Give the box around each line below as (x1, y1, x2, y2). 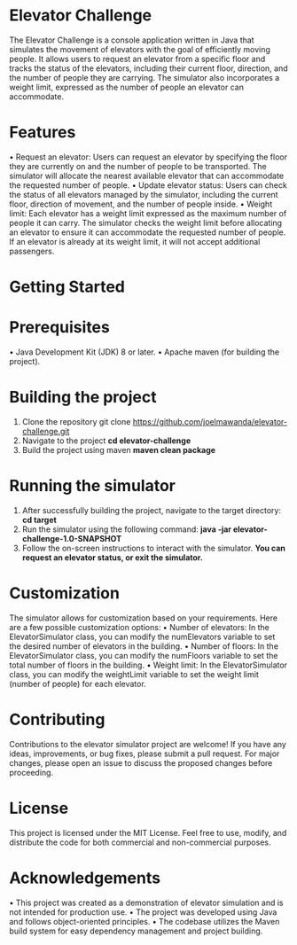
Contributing (9, 710, 106, 730)
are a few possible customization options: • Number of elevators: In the (9, 621, 270, 632)
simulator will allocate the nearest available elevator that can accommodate (9, 170, 285, 181)
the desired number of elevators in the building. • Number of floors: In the (9, 640, 279, 652)
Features (9, 122, 76, 143)
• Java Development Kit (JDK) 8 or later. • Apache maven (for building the (9, 347, 280, 357)
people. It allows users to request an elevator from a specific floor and (9, 53, 266, 64)
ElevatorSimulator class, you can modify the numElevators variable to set (9, 631, 276, 642)
